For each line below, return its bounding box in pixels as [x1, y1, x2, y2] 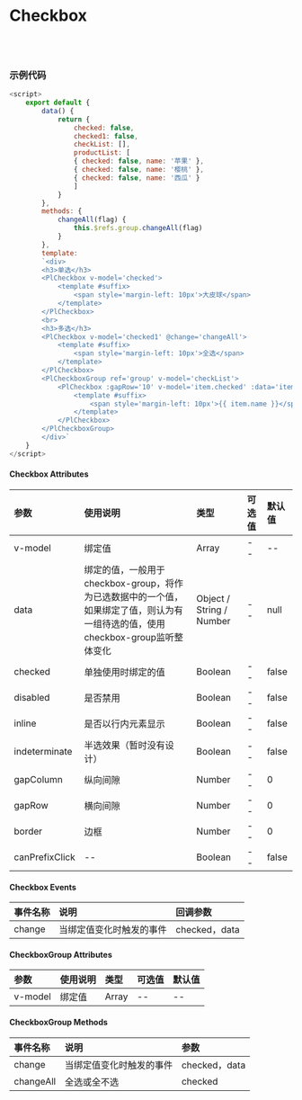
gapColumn [13, 773, 63, 785]
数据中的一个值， [111, 590, 183, 603]
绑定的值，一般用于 [84, 563, 165, 576]
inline [13, 717, 37, 729]
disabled [13, 691, 50, 703]
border [13, 825, 43, 837]
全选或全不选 [64, 1076, 120, 1088]
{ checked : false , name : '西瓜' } [73, 173, 200, 183]
